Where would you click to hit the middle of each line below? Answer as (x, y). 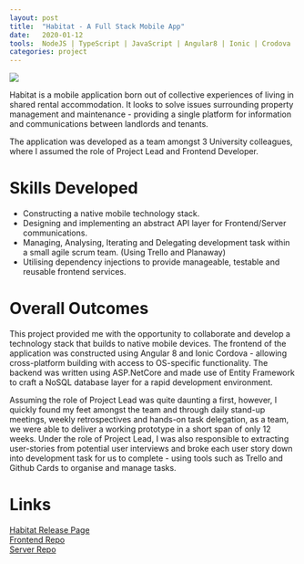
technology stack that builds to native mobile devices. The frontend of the (148, 344)
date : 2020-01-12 (46, 35)
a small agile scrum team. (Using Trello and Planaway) (124, 253)
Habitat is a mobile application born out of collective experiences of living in (152, 95)
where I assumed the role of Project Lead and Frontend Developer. (134, 151)
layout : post (34, 18)
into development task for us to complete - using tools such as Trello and (147, 458)
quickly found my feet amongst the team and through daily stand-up (137, 410)
